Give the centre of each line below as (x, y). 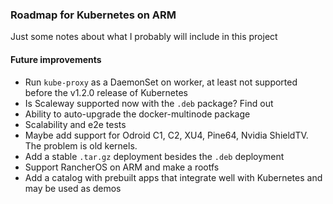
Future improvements (56, 59)
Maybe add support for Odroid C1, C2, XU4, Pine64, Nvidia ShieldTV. (166, 135)
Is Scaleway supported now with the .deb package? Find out (149, 103)
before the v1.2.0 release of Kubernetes (106, 92)
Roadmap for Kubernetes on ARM (93, 15)
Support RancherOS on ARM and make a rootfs (122, 167)
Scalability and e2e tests (75, 124)
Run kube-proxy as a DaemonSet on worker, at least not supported (161, 82)
